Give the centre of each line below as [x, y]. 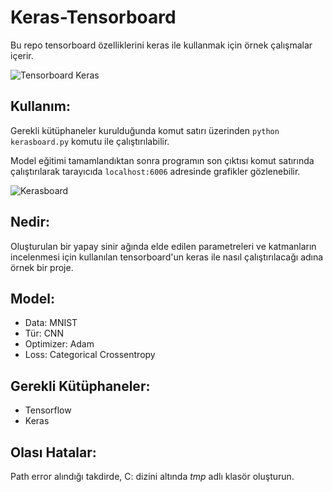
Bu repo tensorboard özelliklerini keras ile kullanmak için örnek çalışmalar [161, 45]
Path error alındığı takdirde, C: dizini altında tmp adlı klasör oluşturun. [152, 476]
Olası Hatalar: [53, 452]
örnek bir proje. [42, 267]
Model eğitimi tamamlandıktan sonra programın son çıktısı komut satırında [162, 160]
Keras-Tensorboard [93, 17]
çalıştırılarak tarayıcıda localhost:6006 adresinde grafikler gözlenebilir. [155, 171]
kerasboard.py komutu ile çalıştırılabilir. [90, 141]
